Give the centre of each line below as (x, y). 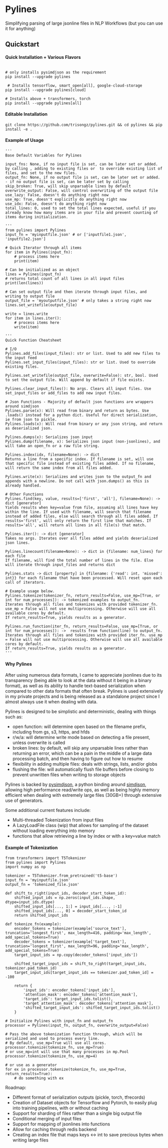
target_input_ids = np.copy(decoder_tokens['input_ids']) (76, 955)
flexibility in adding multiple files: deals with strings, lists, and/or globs (85, 764)
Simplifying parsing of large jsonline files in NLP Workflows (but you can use (84, 23)
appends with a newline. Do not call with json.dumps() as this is (77, 481)
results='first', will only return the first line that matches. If (78, 521)
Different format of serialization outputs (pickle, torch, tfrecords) (79, 1097)
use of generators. (24, 800)
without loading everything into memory (54, 831)
